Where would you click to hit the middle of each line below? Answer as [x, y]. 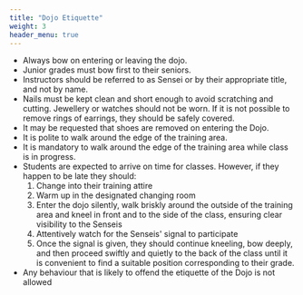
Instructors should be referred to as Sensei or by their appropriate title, [155, 80]
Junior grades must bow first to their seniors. [107, 70]
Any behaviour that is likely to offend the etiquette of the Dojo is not [149, 272]
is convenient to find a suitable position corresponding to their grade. [165, 263]
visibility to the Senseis [79, 224]
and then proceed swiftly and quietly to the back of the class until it [162, 253]
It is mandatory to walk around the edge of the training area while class [155, 147]
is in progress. [49, 157]
